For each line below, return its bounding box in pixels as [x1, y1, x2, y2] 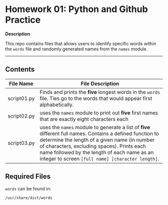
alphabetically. [39, 101, 74, 108]
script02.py [7, 112, 35, 119]
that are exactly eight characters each [39, 116, 129, 123]
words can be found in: [5, 185, 51, 191]
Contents [5, 65, 35, 74]
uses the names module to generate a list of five [39, 124, 150, 131]
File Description [80, 80, 119, 87]
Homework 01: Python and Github [5, 4, 148, 15]
